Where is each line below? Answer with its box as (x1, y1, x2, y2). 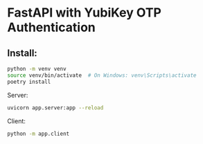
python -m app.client (7, 130, 70, 137)
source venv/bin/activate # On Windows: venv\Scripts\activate (7, 71, 197, 79)
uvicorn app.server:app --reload (7, 104, 104, 111)
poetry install (7, 78, 51, 85)
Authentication (7, 19, 96, 35)
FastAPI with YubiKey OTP (7, 5, 161, 21)
